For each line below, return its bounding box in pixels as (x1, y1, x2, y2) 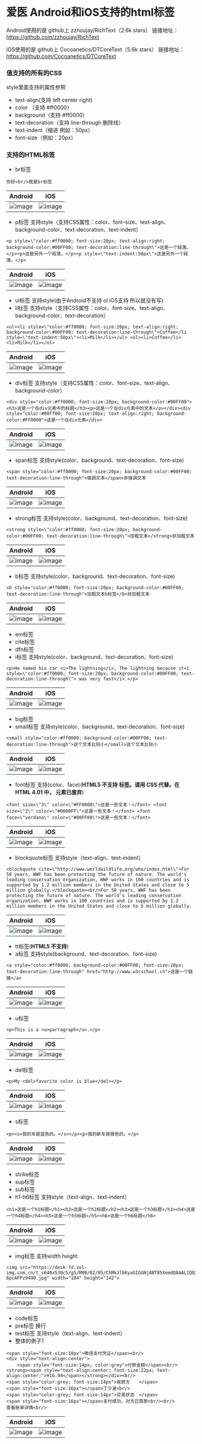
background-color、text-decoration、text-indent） (14, 225, 141, 233)
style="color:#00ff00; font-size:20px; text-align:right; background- (6, 411, 187, 417)
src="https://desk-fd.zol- (19, 1264, 87, 1270)
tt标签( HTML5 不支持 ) (14, 942, 69, 950)
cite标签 (14, 638, 35, 645)
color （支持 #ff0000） (14, 104, 73, 112)
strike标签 (14, 1170, 40, 1178)
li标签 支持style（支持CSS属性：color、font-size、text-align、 (14, 304, 168, 311)
